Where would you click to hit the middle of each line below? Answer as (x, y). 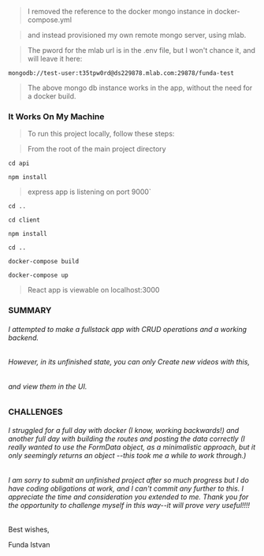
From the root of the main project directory (97, 149)
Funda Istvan (29, 545)
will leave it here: (55, 59)
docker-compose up (38, 275)
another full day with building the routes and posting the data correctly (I (127, 439)
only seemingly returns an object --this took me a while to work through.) (127, 456)
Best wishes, (29, 530)
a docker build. (52, 96)
